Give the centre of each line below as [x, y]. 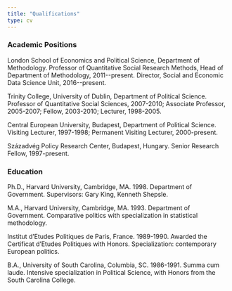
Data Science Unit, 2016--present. [57, 82]
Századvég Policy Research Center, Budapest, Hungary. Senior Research [113, 145]
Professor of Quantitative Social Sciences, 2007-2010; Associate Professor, [117, 103]
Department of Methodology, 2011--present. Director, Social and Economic [115, 75]
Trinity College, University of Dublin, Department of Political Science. [107, 96]
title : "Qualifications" [44, 14]
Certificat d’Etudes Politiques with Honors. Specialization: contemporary [112, 244]
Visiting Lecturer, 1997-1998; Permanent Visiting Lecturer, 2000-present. [112, 132]
